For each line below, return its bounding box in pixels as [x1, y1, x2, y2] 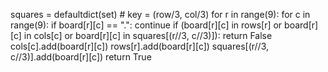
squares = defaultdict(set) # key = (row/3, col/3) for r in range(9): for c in [10, 9, 311, 20]
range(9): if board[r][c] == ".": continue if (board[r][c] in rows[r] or [10, 19, 283, 31]
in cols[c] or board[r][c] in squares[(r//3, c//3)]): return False [23, 30, 273, 41]
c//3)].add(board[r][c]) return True [10, 51, 152, 63]
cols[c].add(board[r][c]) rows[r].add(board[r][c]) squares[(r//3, [10, 40, 270, 52]
